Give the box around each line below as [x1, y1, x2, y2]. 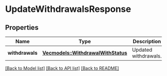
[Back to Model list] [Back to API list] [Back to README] [5, 66, 119, 71]
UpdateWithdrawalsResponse [5, 3, 131, 15]
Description [132, 38, 162, 45]
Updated [132, 46, 153, 53]
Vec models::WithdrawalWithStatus [42, 50, 128, 56]
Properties [5, 23, 39, 32]
